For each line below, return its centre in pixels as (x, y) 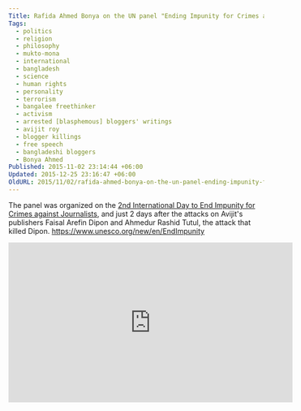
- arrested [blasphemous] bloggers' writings (94, 122)
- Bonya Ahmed (39, 159)
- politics (34, 31)
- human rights (41, 84)
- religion (34, 39)
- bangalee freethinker (56, 106)
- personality (39, 91)
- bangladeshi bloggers (56, 152)
